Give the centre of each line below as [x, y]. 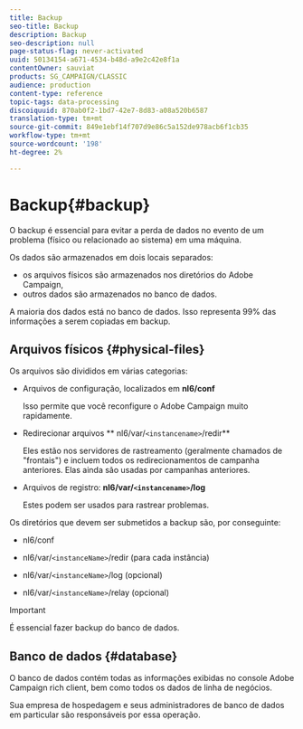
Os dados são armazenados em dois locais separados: [112, 257]
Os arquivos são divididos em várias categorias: [99, 371]
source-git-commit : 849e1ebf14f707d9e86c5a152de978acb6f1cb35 [129, 128]
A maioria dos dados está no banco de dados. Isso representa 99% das [143, 311]
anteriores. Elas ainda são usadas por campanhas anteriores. [136, 470]
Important [28, 611]
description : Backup [48, 34]
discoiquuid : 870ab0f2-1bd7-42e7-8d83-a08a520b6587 [109, 110]
